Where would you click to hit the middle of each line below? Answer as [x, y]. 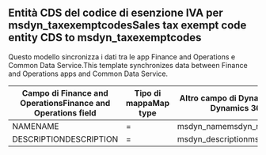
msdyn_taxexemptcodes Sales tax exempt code [127, 26]
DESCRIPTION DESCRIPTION [65, 139]
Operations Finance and [65, 103]
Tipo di [148, 93]
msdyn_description [213, 139]
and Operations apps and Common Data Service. [88, 74]
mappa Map [148, 103]
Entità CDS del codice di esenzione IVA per [116, 13]
